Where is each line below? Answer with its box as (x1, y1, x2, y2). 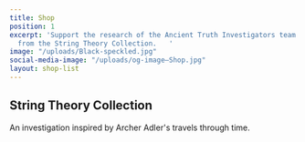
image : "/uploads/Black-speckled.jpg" (9, 47, 157, 56)
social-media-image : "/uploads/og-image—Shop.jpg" (9, 56, 206, 65)
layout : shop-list (9, 65, 79, 74)
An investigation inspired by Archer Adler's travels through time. (9, 122, 250, 133)
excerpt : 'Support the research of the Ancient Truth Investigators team (9, 30, 297, 39)
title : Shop (9, 13, 55, 23)
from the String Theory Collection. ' (17, 38, 174, 48)
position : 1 (9, 22, 55, 31)
